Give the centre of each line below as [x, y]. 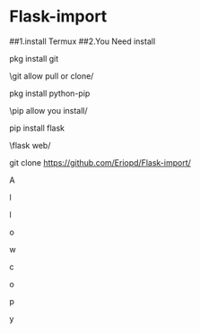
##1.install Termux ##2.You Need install [83, 41]
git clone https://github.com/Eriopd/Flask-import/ [100, 162]
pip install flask [37, 128]
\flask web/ [30, 145]
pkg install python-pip [50, 93]
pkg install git [34, 58]
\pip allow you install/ [48, 110]
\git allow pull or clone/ [52, 76]
